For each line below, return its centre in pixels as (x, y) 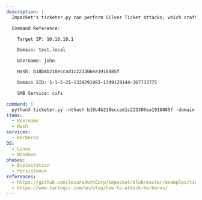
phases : (16, 160)
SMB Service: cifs (40, 93)
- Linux (21, 149)
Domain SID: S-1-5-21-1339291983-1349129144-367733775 (87, 82)
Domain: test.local (41, 50)
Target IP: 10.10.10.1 (45, 39)
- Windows (24, 154)
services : (19, 132)
